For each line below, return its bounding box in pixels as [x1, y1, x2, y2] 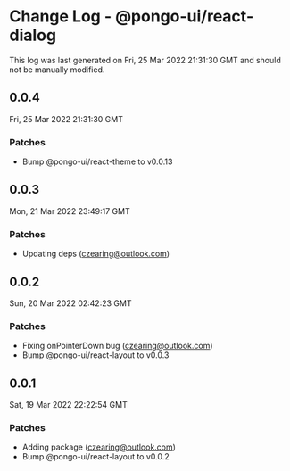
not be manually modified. [9, 64, 105, 75]
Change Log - [9, 6, 112, 27]
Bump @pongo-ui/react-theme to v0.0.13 [21, 156, 173, 167]
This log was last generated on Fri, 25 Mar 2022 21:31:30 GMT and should [9, 54, 281, 65]
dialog [9, 25, 56, 45]
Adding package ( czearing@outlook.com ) [21, 442, 177, 452]
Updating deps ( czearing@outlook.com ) [21, 248, 170, 260]
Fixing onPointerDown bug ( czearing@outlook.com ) [21, 341, 213, 351]
